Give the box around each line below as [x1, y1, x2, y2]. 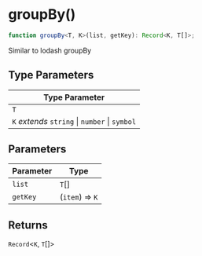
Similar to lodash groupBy [8, 46, 92, 55]
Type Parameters [8, 68, 94, 82]
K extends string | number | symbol [12, 115, 136, 126]
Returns [8, 218, 49, 232]
